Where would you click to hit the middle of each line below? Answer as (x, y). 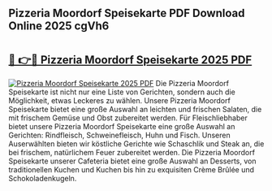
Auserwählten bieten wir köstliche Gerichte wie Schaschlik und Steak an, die (136, 144)
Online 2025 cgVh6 (59, 26)
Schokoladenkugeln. (43, 178)
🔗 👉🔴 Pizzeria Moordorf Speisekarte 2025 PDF (130, 60)
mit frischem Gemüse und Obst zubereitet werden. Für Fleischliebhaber (128, 118)
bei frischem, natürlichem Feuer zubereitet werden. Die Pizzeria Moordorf (132, 152)
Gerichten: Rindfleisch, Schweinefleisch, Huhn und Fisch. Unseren (119, 135)
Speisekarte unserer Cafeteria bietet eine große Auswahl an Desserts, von (132, 161)
